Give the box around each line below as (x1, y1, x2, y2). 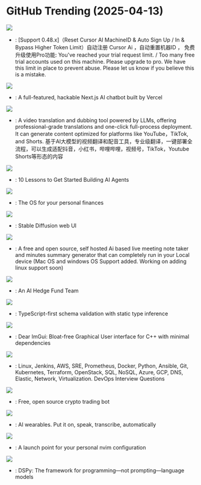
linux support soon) (14, 264, 64, 271)
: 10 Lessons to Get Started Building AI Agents (14, 176, 129, 183)
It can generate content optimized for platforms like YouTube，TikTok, (14, 130, 188, 137)
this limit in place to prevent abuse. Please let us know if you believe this (14, 64, 194, 72)
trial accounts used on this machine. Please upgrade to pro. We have (14, 58, 186, 65)
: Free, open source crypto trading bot (14, 398, 110, 405)
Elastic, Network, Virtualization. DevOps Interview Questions (14, 375, 165, 382)
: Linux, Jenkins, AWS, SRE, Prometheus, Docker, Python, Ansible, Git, (14, 362, 188, 369)
